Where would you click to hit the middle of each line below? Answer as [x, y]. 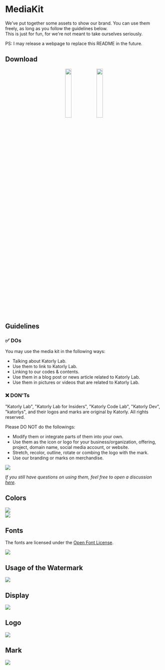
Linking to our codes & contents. [46, 372]
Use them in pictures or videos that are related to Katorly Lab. [76, 383]
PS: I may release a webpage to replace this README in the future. [74, 43]
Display [17, 595]
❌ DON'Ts [17, 396]
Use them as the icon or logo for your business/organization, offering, [84, 442]
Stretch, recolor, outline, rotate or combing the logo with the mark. [80, 452]
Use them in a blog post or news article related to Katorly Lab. [76, 377]
